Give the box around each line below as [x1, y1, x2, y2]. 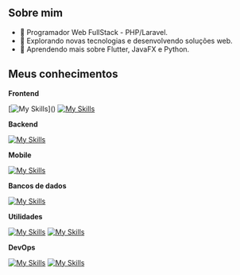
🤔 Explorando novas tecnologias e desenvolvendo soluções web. [19, 36, 233, 45]
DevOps [8, 242, 36, 252]
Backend [8, 119, 38, 129]
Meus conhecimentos [8, 68, 118, 81]
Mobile [8, 150, 32, 160]
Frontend [8, 88, 40, 98]
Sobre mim [8, 6, 64, 20]
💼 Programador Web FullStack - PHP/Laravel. [19, 27, 168, 37]
